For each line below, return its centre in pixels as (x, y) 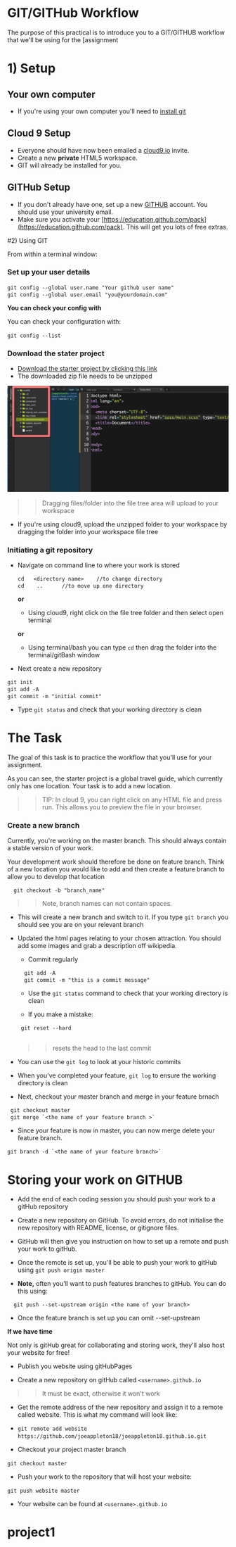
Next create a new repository (59, 669)
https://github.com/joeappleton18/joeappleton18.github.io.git (112, 1436)
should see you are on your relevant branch (80, 925)
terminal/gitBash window (64, 655)
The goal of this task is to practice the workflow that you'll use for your (110, 757)
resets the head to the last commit (102, 1048)
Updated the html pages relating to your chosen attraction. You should (119, 938)
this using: (32, 1291)
